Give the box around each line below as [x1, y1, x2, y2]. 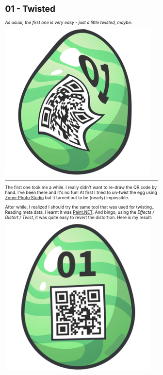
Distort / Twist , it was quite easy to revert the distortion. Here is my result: [5, 214, 152, 220]
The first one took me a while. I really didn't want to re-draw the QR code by [5, 184, 157, 190]
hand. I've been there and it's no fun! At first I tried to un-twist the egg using [5, 189, 158, 195]
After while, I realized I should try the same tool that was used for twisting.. [5, 204, 155, 210]
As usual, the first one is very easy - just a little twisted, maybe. [5, 19, 132, 25]
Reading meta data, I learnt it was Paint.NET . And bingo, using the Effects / [5, 209, 154, 215]
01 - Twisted [5, 3, 56, 15]
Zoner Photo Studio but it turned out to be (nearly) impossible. [5, 194, 130, 200]
